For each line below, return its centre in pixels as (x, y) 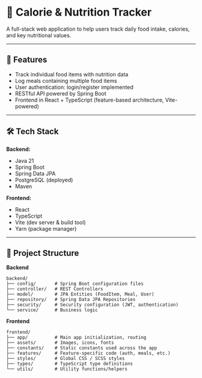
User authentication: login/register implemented (74, 87)
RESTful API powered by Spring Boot (60, 93)
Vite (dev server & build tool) (50, 222)
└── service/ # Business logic (52, 310)
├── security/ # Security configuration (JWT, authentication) (93, 305)
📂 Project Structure (43, 253)
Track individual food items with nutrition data (72, 74)
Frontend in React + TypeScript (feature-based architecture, (89, 100)
